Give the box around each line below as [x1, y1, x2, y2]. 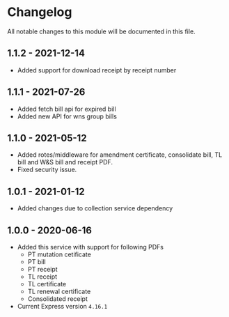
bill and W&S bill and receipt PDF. [17, 158, 113, 167]
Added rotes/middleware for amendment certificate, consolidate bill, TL [17, 150, 223, 159]
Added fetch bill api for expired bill [17, 105, 116, 113]
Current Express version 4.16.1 [17, 302, 108, 310]
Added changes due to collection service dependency [17, 204, 173, 212]
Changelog [7, 4, 72, 20]
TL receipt [27, 272, 58, 281]
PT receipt [27, 265, 58, 273]
